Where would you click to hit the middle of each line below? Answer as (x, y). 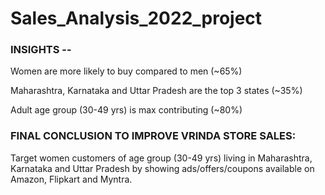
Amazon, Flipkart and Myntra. (71, 179)
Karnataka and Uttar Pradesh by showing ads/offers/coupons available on (162, 168)
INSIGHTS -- (41, 50)
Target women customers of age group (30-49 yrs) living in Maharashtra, (161, 158)
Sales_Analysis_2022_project (136, 18)
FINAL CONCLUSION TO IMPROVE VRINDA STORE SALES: (153, 136)
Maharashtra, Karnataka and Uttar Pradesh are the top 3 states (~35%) (156, 91)
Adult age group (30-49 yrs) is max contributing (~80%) (126, 110)
